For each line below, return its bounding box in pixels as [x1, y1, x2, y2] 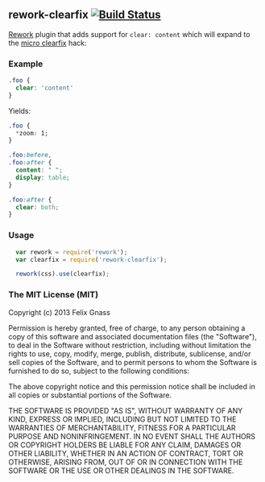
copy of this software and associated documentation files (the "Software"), [8, 331, 258, 341]
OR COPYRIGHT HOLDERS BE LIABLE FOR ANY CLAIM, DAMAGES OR [8, 440, 242, 450]
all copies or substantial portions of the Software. [8, 390, 172, 400]
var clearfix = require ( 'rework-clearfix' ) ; [15, 256, 168, 264]
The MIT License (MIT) [8, 289, 99, 301]
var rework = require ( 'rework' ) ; [15, 247, 128, 256]
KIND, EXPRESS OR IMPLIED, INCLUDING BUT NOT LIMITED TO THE [8, 414, 237, 424]
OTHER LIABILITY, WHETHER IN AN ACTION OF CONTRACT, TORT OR [8, 448, 243, 458]
